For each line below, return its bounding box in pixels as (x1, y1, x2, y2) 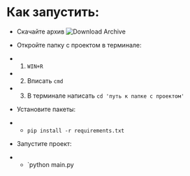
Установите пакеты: (16, 105, 76, 113)
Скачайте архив (16, 27, 65, 36)
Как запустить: (6, 4, 99, 20)
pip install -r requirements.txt (27, 127, 125, 134)
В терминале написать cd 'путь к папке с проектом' (27, 91, 184, 100)
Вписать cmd (27, 76, 64, 85)
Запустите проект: (16, 139, 72, 147)
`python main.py (27, 160, 74, 168)
